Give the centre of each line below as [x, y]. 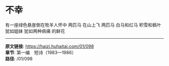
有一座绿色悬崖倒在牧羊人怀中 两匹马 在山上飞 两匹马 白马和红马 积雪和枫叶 [83, 25]
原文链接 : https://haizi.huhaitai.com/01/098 [50, 46]
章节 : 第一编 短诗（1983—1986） [41, 52]
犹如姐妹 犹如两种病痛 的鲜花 [35, 31]
